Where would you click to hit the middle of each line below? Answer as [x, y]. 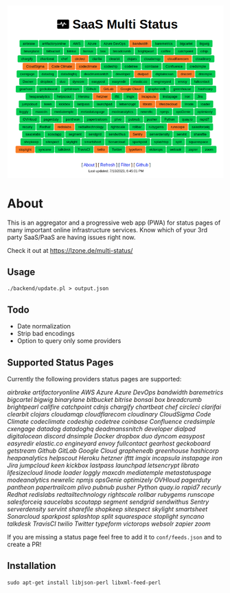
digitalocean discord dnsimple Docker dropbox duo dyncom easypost [106, 436]
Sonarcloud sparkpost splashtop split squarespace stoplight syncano [106, 516]
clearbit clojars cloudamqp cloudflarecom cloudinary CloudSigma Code [109, 414]
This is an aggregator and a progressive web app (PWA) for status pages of [114, 223]
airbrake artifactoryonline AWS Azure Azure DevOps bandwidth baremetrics [115, 392]
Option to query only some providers [69, 341]
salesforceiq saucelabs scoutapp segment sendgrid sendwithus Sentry [108, 502]
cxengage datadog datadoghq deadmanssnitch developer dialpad [101, 429]
